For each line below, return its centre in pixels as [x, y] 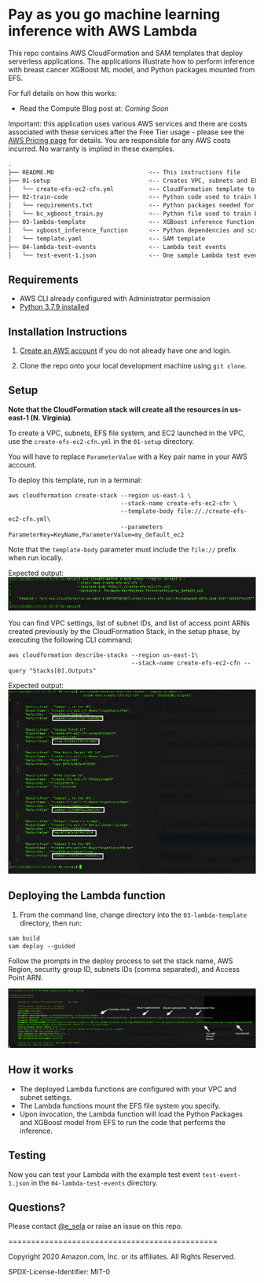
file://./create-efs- [212, 511]
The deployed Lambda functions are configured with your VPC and [128, 1089]
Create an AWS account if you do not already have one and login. [125, 350]
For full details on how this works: [63, 93]
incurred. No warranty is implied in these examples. [92, 148]
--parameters [142, 527]
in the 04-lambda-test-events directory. [95, 1182]
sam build [24, 938]
